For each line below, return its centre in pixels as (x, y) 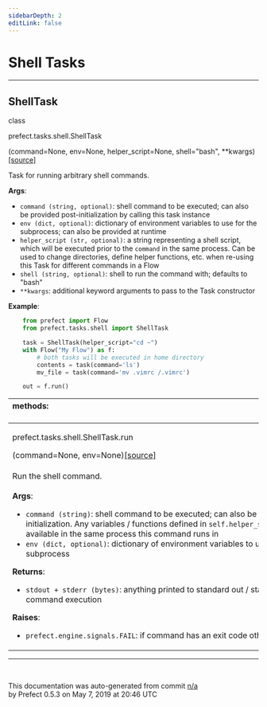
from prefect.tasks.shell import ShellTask (96, 328)
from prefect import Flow (66, 321)
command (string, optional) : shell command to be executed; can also (134, 206)
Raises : (26, 618)
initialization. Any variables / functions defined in (116, 524)
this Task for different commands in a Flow (89, 266)
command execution (64, 600)
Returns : (29, 572)
